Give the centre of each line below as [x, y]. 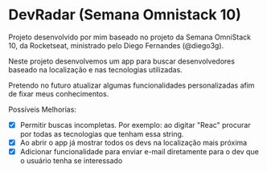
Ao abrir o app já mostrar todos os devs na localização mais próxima [133, 143]
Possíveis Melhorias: [42, 109]
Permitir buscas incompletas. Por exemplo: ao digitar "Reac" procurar [135, 125]
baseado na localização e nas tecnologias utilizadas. [95, 69]
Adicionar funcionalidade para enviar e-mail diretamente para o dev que [139, 152]
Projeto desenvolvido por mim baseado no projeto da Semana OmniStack [130, 37]
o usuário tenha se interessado [71, 161]
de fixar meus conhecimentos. [59, 93]
